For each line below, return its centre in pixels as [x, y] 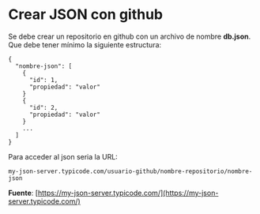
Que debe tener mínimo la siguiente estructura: [85, 44]
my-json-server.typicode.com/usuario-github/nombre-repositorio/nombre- [130, 171]
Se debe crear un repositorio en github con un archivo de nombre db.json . [130, 36]
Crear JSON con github [86, 15]
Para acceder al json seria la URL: [63, 156]
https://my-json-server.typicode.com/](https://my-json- [128, 193]
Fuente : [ [23, 193]
